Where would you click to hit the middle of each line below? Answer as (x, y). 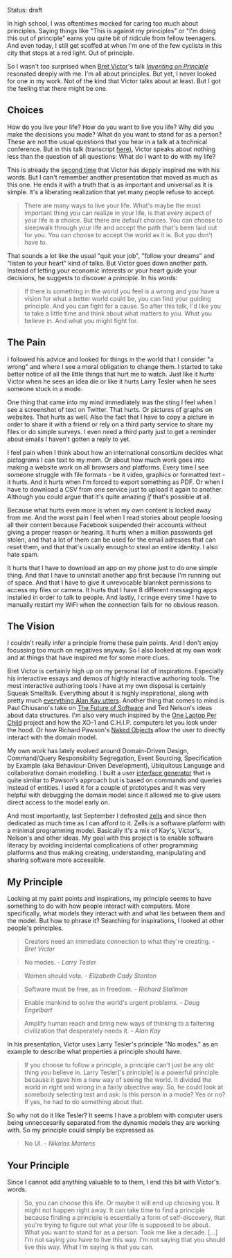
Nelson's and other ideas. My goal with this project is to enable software (110, 838)
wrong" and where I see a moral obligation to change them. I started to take (115, 366)
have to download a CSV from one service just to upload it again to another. (115, 489)
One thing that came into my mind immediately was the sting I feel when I (111, 402)
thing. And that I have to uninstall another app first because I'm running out (114, 575)
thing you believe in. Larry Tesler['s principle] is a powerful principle (121, 1072)
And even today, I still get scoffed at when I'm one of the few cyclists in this (115, 45)
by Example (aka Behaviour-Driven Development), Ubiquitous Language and (116, 766)
